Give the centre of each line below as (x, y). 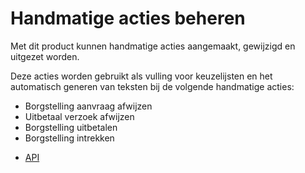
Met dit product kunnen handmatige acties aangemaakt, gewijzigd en (153, 46)
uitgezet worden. (45, 56)
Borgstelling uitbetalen (71, 127)
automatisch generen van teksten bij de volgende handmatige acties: (152, 86)
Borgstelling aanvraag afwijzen (88, 106)
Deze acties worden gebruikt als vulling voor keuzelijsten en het (141, 76)
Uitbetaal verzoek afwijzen (79, 116)
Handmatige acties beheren (128, 18)
